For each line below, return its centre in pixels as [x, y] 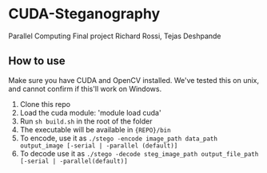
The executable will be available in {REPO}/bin [95, 129]
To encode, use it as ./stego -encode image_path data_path [119, 138]
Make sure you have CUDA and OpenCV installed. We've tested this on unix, [134, 80]
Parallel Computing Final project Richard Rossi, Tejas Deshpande [115, 36]
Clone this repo [45, 104]
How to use [37, 61]
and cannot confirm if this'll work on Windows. [85, 88]
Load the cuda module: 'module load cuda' [90, 112]
